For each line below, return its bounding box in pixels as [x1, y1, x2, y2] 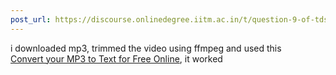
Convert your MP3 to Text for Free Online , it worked [10, 52, 223, 65]
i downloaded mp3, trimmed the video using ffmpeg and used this [10, 42, 282, 54]
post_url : [10, 14, 52, 25]
